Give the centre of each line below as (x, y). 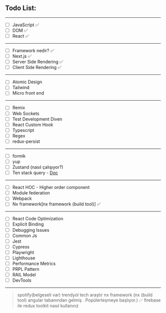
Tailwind (21, 88)
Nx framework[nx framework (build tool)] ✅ (57, 204)
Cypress (21, 247)
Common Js (24, 236)
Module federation (31, 193)
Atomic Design (27, 82)
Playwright (23, 252)
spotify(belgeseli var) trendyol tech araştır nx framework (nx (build (85, 295)
